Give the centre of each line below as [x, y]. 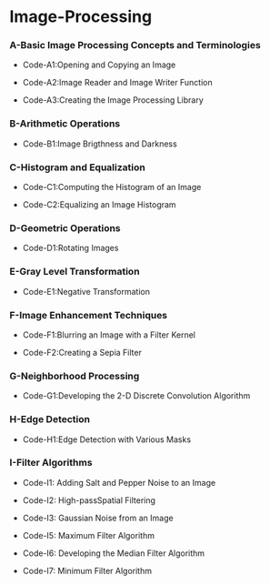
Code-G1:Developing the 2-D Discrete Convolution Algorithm [136, 396]
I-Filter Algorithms [51, 463]
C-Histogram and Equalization [77, 167]
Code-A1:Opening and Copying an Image [99, 65]
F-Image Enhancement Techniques [89, 315]
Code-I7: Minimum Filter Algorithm [87, 570]
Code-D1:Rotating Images [70, 248]
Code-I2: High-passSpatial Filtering [89, 500]
